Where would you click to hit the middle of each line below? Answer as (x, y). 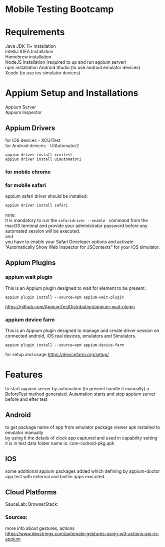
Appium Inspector (23, 113)
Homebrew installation (28, 57)
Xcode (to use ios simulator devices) (43, 73)
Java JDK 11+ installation (31, 46)
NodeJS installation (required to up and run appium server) (66, 62)
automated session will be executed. (43, 231)
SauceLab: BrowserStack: (32, 504)
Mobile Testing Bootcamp (59, 9)
